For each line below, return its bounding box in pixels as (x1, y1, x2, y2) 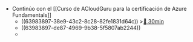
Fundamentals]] (11, 11, 51, 19)
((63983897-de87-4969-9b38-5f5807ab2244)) (21, 24, 141, 31)
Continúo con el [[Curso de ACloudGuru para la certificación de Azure (11, 5, 187, 12)
